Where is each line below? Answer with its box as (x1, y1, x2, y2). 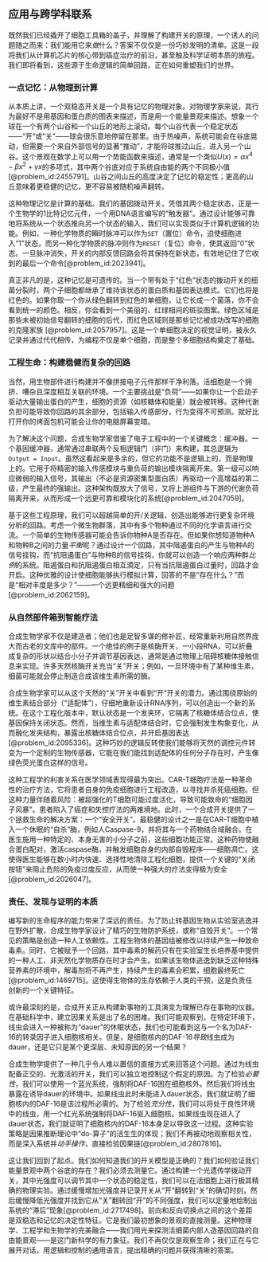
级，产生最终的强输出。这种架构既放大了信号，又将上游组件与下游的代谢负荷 (8, 483, 259, 492)
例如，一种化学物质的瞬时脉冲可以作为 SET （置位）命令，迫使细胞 (21, 229, 235, 238)
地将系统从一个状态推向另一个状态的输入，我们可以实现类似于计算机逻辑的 (8, 218, 252, 229)
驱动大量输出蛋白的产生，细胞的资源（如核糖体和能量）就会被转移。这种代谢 (8, 397, 259, 406)
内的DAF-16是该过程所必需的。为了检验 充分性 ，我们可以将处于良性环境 (21, 1099, 256, 1109)
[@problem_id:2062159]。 (8, 590, 95, 599)
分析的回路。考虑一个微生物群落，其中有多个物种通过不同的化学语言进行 (8, 520, 245, 530)
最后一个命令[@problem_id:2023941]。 (21, 258, 150, 268)
